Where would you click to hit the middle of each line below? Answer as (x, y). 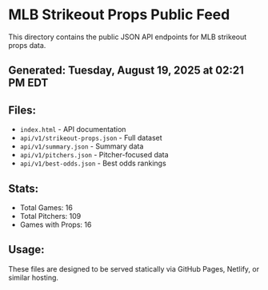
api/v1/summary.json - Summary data (82, 146)
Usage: (27, 250)
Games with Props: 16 (56, 224)
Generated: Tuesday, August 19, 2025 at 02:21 (126, 71)
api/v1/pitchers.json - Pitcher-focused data (94, 155)
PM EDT (28, 83)
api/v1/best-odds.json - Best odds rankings (93, 163)
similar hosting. (33, 277)
